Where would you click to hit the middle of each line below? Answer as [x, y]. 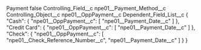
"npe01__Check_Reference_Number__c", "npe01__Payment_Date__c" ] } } [97, 40]
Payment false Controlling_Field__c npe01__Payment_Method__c [86, 8]
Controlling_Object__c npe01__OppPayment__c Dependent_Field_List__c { [97, 14]
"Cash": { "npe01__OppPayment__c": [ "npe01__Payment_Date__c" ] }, [93, 21]
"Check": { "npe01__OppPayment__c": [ [55, 34]
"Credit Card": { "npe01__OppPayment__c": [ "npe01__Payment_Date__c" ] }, [101, 27]
